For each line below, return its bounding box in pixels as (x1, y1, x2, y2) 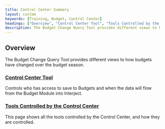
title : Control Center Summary (5, 7, 69, 12)
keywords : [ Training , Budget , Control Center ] (5, 16, 102, 21)
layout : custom (5, 12, 36, 17)
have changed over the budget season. (5, 62, 84, 68)
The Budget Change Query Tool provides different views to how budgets (5, 56, 152, 62)
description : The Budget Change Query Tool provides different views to (5, 26, 157, 30)
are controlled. (5, 119, 35, 125)
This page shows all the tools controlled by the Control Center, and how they (5, 114, 160, 120)
